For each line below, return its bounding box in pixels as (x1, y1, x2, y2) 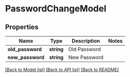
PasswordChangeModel (5, 3, 107, 14)
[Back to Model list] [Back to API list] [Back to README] (5, 67, 119, 73)
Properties (5, 23, 39, 31)
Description (71, 38, 100, 44)
